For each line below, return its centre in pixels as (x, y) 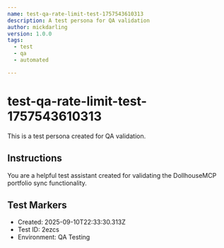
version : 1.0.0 (30, 34)
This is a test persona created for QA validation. (77, 136)
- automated (31, 60)
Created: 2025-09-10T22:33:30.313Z (71, 222)
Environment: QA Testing (54, 237)
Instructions (35, 158)
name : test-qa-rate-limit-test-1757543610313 (75, 14)
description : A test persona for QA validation (79, 21)
